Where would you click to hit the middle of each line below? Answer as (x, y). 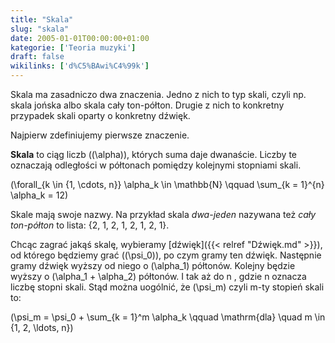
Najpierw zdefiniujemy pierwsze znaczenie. (100, 135)
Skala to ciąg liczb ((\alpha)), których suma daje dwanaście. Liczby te (153, 154)
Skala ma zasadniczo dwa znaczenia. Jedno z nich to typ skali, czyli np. (158, 94)
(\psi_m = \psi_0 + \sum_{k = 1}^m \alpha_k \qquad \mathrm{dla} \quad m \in (168, 317)
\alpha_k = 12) (39, 195)
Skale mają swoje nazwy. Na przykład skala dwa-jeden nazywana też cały (163, 214)
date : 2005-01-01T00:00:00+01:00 (80, 38)
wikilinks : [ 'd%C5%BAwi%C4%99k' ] (80, 66)
